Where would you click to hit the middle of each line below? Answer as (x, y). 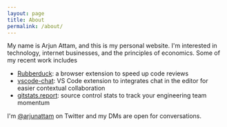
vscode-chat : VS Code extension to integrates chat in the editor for (112, 81)
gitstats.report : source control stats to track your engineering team (112, 95)
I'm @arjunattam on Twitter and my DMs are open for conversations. (105, 116)
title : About (26, 20)
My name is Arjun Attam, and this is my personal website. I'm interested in (112, 46)
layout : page (26, 13)
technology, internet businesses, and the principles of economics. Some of (114, 53)
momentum (33, 103)
